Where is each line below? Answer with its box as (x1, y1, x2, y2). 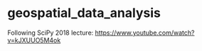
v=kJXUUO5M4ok (7, 35, 61, 44)
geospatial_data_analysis (7, 5, 161, 21)
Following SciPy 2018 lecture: (7, 28, 94, 37)
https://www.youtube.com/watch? (95, 28, 195, 37)
